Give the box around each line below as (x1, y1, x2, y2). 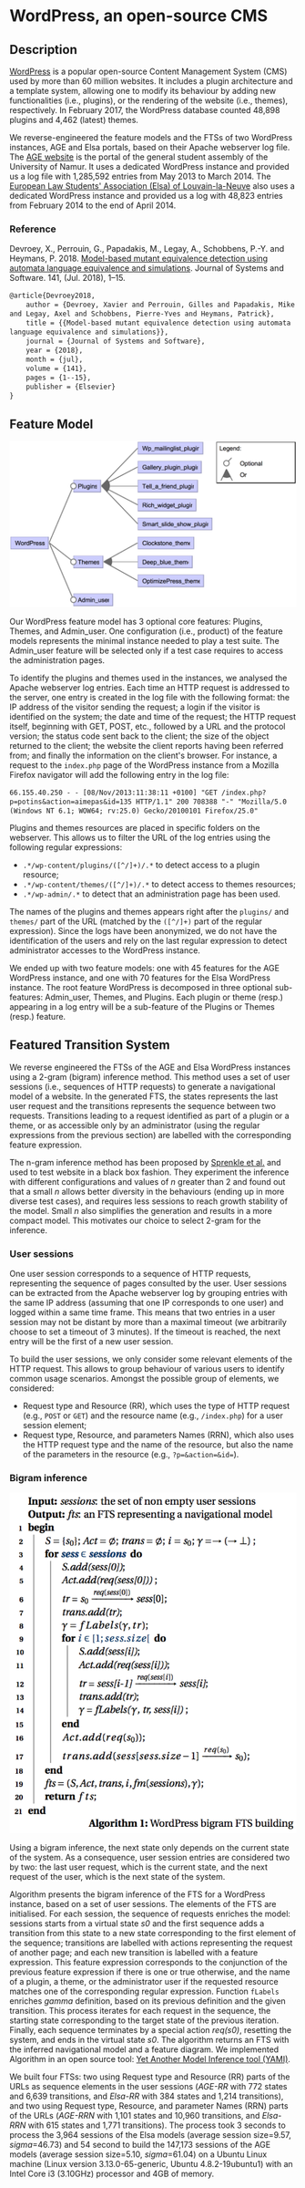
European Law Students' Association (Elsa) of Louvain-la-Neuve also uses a (9, 181, 296, 192)
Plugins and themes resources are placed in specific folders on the (9, 822, 261, 833)
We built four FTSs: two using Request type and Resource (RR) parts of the (9, 2071, 290, 2082)
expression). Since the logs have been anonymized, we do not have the (9, 925, 278, 936)
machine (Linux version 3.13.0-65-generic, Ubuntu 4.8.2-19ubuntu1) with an (9, 2158, 293, 2169)
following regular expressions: (9, 841, 123, 853)
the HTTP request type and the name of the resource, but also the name (22, 1439, 294, 1450)
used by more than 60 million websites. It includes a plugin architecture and (9, 76, 293, 87)
